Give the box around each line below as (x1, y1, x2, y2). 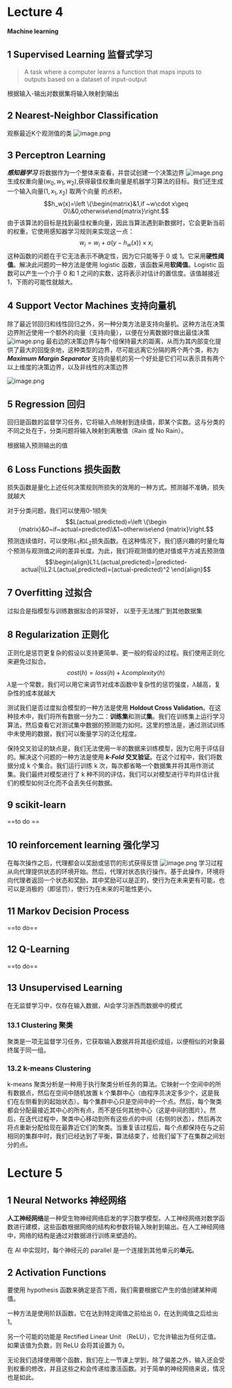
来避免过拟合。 (7, 657, 50, 665)
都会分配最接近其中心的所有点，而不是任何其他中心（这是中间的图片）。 (7, 1106, 210, 1114)
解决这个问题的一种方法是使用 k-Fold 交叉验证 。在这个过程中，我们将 (19, 752, 217, 761)
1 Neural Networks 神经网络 (7, 1194, 126, 1206)
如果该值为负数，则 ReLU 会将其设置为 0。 (7, 1341, 128, 1349)
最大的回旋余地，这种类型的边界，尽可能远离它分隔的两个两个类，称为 (19, 345, 219, 353)
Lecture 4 (7, 4, 64, 20)
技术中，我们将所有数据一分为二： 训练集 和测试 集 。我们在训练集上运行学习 (12, 712, 225, 720)
